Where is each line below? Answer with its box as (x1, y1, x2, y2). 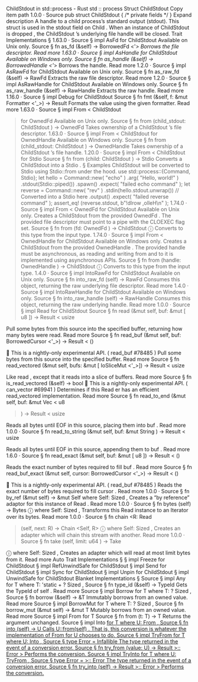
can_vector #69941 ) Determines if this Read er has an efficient (6, 386, 160, 393)
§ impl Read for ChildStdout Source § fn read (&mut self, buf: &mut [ (20, 307, 186, 314)
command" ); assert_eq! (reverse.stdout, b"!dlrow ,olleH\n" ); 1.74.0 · (20, 199, 187, 207)
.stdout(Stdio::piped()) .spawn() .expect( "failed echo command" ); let (20, 180, 190, 188)
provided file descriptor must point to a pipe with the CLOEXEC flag (20, 218, 185, 225)
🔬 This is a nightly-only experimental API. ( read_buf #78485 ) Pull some (6, 350, 181, 356)
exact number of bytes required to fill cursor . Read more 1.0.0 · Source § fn (6, 488, 190, 494)
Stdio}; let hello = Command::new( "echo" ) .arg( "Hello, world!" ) (20, 175, 179, 181)
